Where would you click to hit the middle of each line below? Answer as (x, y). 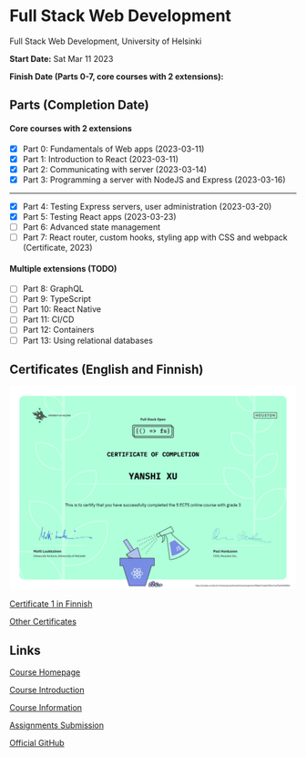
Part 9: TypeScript (56, 299)
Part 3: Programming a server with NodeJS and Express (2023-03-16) (154, 180)
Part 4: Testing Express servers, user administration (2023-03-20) (147, 206)
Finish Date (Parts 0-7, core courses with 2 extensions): (117, 76)
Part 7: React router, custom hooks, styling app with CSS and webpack (155, 237)
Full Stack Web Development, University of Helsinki (106, 41)
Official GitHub (37, 743)
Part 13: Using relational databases (87, 340)
